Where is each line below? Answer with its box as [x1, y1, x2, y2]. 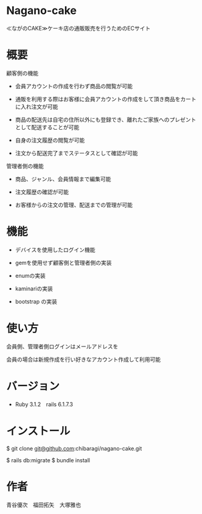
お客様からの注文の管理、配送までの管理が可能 [15, 201, 133, 208]
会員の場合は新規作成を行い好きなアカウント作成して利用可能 [6, 356, 161, 363]
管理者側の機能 [6, 162, 44, 169]
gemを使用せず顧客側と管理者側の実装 [15, 259, 112, 266]
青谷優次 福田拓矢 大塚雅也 [6, 501, 81, 509]
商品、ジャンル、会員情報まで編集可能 [15, 175, 111, 183]
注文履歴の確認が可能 [15, 188, 69, 195]
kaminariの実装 [15, 284, 53, 292]
